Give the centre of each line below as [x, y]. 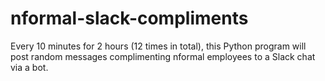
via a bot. [29, 67]
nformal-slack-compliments [129, 18]
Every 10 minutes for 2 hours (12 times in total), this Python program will [158, 46]
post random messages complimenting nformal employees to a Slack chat [163, 56]
